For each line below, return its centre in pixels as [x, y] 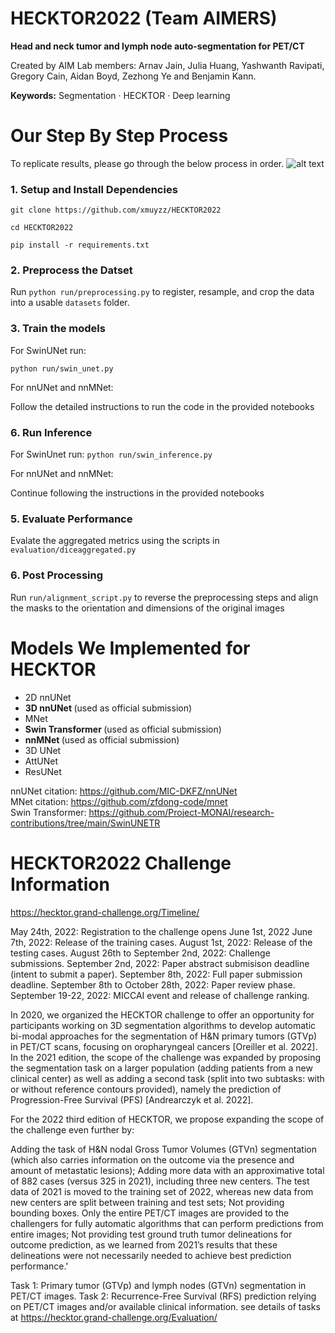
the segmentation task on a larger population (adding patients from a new [161, 1068]
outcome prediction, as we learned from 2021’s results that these [144, 1244]
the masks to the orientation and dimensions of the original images [147, 608]
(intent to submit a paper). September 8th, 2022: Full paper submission [156, 974]
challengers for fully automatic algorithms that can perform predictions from [167, 1223]
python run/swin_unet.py [62, 368]
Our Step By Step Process [119, 136]
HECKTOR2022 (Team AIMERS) [144, 18]
